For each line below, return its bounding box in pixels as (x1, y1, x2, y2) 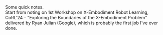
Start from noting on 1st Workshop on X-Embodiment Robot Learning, (5, 9, 149, 15)
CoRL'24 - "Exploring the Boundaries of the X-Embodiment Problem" (5, 15, 147, 20)
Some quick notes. (5, 4, 44, 10)
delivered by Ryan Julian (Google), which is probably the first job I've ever (5, 20, 158, 26)
